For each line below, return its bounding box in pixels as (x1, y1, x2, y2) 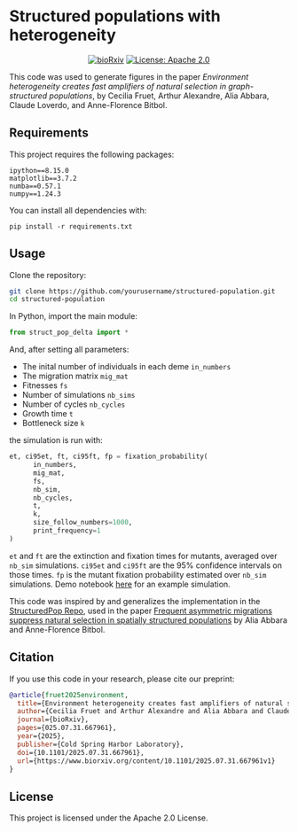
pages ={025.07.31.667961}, (17, 724, 117, 733)
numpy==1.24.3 (9, 189, 62, 198)
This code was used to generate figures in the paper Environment (9, 71, 249, 82)
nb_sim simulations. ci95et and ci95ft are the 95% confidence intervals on (9, 560, 282, 571)
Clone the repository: (9, 269, 87, 280)
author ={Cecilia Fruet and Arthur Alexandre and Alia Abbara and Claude (17, 707, 292, 716)
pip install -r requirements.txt (9, 222, 133, 231)
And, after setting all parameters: (9, 344, 129, 355)
